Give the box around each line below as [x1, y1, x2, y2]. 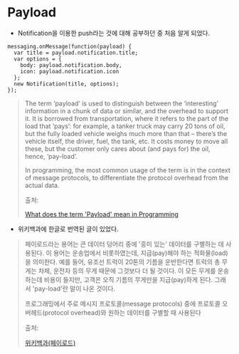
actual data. [24, 181, 60, 189]
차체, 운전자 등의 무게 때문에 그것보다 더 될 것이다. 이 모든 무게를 [38, 266, 216, 275]
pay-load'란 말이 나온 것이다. [34, 284, 116, 293]
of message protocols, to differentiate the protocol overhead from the [24, 173, 229, 182]
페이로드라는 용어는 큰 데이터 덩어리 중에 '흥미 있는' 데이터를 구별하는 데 [24, 239, 224, 248]
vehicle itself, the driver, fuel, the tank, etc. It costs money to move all [24, 137, 228, 145]
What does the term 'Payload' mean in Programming [24, 209, 179, 218]
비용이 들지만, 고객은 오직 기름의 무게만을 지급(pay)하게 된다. [43, 275, 213, 283]
